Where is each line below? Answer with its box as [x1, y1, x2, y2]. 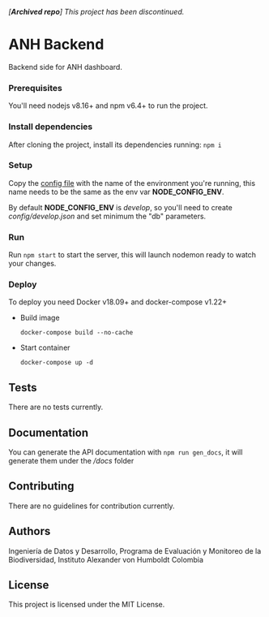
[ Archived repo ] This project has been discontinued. [8, 7, 185, 16]
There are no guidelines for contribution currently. [8, 501, 176, 511]
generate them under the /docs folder [8, 456, 134, 466]
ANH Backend [8, 36, 105, 54]
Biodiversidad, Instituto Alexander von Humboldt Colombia [8, 554, 204, 564]
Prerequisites [8, 82, 62, 93]
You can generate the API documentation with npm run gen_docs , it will [8, 447, 243, 457]
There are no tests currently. [8, 402, 104, 412]
